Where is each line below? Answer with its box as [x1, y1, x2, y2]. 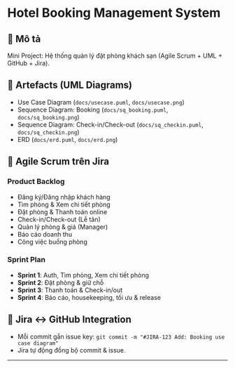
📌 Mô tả [7, 33, 41, 45]
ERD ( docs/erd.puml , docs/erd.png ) [17, 135, 118, 143]
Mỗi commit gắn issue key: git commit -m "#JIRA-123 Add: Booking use [17, 332, 225, 341]
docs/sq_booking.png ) [17, 112, 80, 121]
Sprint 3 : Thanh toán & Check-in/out [17, 286, 123, 294]
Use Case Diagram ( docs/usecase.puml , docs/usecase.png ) [17, 98, 185, 106]
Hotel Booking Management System [7, 5, 221, 21]
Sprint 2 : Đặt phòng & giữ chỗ [17, 278, 104, 287]
